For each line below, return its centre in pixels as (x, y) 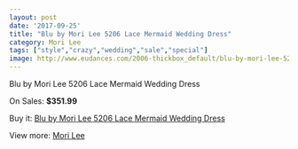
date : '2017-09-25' (45, 26)
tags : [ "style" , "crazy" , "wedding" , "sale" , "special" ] (109, 51)
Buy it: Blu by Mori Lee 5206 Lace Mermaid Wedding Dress (118, 118)
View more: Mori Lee (47, 135)
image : (21, 59)
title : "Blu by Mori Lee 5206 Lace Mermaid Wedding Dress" (121, 34)
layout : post (33, 17)
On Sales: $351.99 (43, 101)
